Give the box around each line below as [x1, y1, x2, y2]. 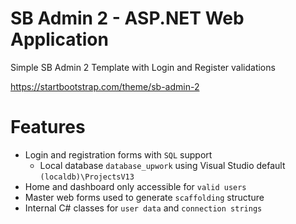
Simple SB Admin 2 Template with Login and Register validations [10, 61, 276, 73]
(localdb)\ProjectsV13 [39, 172, 135, 182]
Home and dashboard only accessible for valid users [24, 180, 247, 192]
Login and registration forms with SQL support [24, 148, 213, 161]
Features [10, 116, 86, 139]
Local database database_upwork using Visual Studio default [39, 159, 286, 171]
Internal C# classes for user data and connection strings [24, 202, 263, 214]
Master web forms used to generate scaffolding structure [24, 191, 265, 203]
